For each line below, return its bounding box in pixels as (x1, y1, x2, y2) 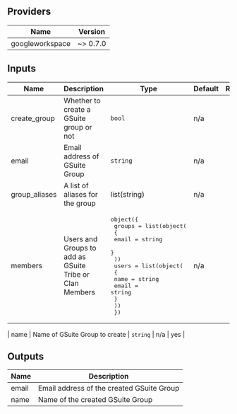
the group (63, 198, 97, 208)
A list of (63, 180, 90, 190)
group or (63, 122, 92, 132)
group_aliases (11, 189, 57, 199)
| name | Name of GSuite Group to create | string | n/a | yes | (7, 330, 186, 338)
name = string (114, 275, 159, 282)
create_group (11, 113, 55, 123)
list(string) (110, 189, 145, 199)
